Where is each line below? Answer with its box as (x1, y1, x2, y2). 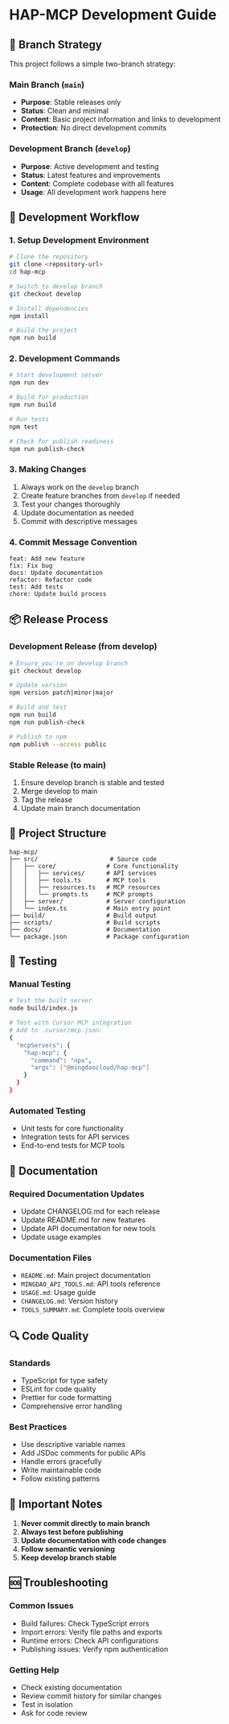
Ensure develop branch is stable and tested (20, 777, 165, 787)
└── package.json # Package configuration (9, 932, 190, 941)
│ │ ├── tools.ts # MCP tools (9, 876, 147, 884)
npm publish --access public (9, 740, 107, 748)
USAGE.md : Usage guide (20, 1288, 96, 1297)
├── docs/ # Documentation (9, 925, 161, 933)
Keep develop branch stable (20, 1552, 117, 1562)
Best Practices (9, 1421, 67, 1433)
